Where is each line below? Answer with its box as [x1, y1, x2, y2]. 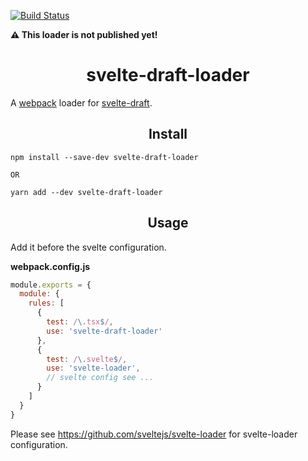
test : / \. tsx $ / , [46, 317, 114, 327]
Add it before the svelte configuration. [10, 241, 167, 253]
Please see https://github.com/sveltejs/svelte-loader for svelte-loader [10, 428, 298, 440]
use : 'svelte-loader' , [46, 363, 141, 374]
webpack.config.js [10, 260, 91, 272]
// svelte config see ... [46, 373, 155, 383]
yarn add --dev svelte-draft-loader [10, 187, 163, 197]
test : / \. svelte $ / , [46, 354, 128, 364]
